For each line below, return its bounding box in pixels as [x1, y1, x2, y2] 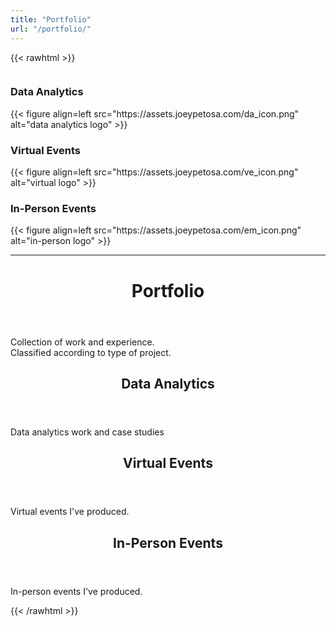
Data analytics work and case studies [10, 426, 165, 438]
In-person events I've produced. [10, 585, 143, 597]
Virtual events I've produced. [10, 506, 130, 518]
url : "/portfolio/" [10, 24, 92, 34]
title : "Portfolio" [10, 14, 92, 25]
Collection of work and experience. [10, 336, 155, 348]
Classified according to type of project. [10, 346, 172, 358]
